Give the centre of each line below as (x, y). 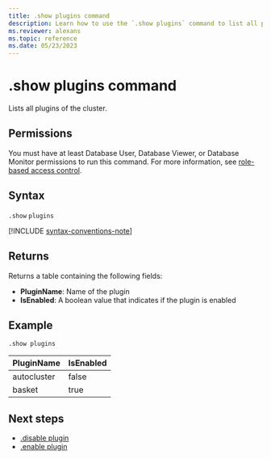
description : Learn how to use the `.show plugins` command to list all (133, 23)
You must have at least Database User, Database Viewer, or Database (124, 153)
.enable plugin (44, 447)
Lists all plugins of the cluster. (58, 108)
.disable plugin (44, 438)
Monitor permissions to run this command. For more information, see (123, 162)
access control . (56, 170)
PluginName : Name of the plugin (75, 291)
